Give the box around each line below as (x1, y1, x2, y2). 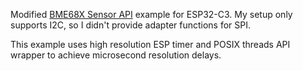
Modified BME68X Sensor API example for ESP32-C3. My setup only (10, 9, 293, 20)
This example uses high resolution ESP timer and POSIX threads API (10, 39, 291, 50)
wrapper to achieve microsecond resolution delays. (10, 49, 222, 61)
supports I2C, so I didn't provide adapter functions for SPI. (10, 19, 252, 31)
